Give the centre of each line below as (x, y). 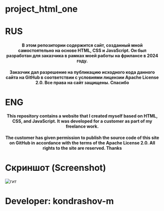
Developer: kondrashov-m (59, 201)
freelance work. (82, 126)
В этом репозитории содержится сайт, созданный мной (82, 45)
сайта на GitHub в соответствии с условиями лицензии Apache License (82, 77)
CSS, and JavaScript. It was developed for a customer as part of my (82, 121)
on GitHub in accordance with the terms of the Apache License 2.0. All (82, 142)
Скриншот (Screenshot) (56, 168)
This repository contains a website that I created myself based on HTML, (82, 116)
